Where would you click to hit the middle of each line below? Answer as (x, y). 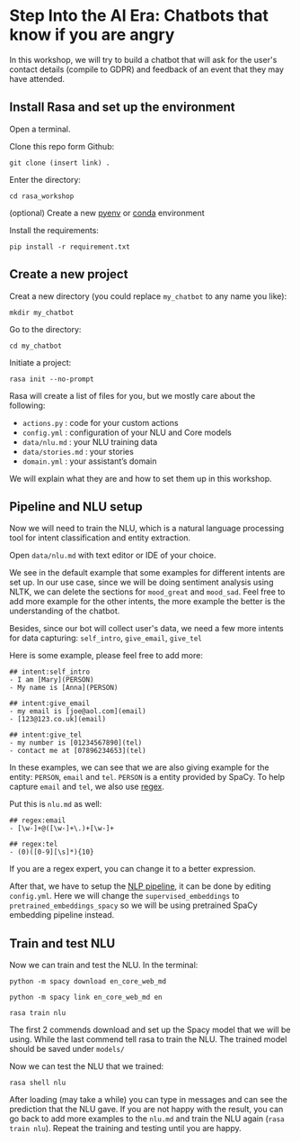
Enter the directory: (45, 179)
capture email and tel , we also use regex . (87, 787)
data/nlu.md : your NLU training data (90, 441)
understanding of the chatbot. (65, 611)
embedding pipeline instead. (62, 915)
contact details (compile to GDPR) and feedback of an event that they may (147, 69)
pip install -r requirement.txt (70, 247)
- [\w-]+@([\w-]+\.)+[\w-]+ (62, 829)
